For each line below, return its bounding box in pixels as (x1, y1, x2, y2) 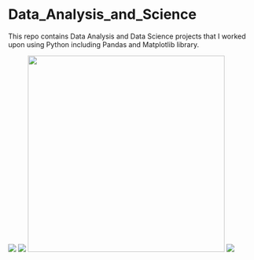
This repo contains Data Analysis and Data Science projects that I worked (8, 31, 246, 41)
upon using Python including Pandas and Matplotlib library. (8, 39, 199, 49)
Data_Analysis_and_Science (8, 5, 197, 24)
